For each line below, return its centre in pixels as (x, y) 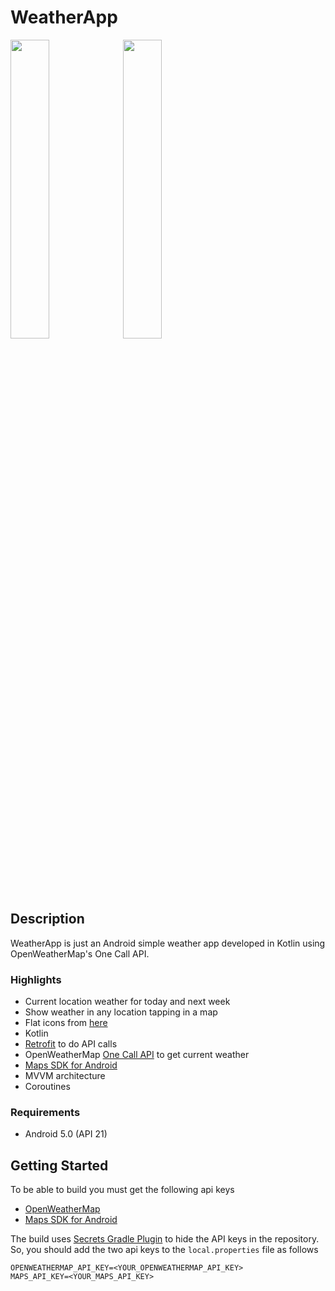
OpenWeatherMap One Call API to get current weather (137, 1055)
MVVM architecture (65, 1076)
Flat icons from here (66, 1023)
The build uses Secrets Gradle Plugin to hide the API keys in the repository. (165, 1239)
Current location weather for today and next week (127, 1002)
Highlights (36, 979)
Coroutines (47, 1087)
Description (47, 919)
